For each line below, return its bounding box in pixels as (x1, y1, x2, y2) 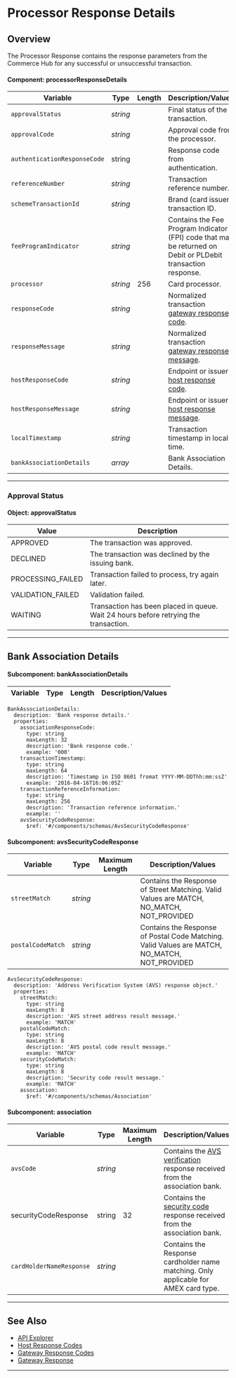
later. (90, 579, 107, 589)
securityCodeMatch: (20, 1056, 77, 1063)
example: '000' (25, 748, 71, 756)
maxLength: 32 (25, 736, 68, 744)
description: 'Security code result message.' (25, 1075, 165, 1082)
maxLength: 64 (25, 767, 68, 774)
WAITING (11, 610, 41, 620)
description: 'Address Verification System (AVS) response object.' (13, 982, 218, 989)
